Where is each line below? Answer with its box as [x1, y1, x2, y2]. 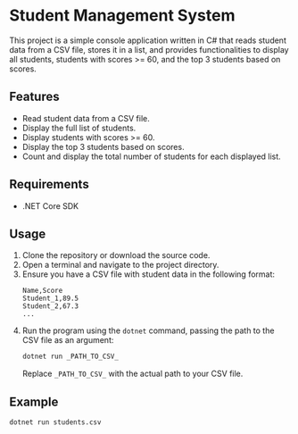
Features [9, 89, 60, 104]
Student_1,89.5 [21, 294, 79, 304]
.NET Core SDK [21, 200, 79, 211]
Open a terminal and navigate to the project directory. [21, 260, 219, 271]
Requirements [9, 177, 89, 192]
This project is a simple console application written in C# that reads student [9, 35, 287, 46]
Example [9, 394, 59, 409]
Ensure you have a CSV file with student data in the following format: [21, 269, 275, 280]
